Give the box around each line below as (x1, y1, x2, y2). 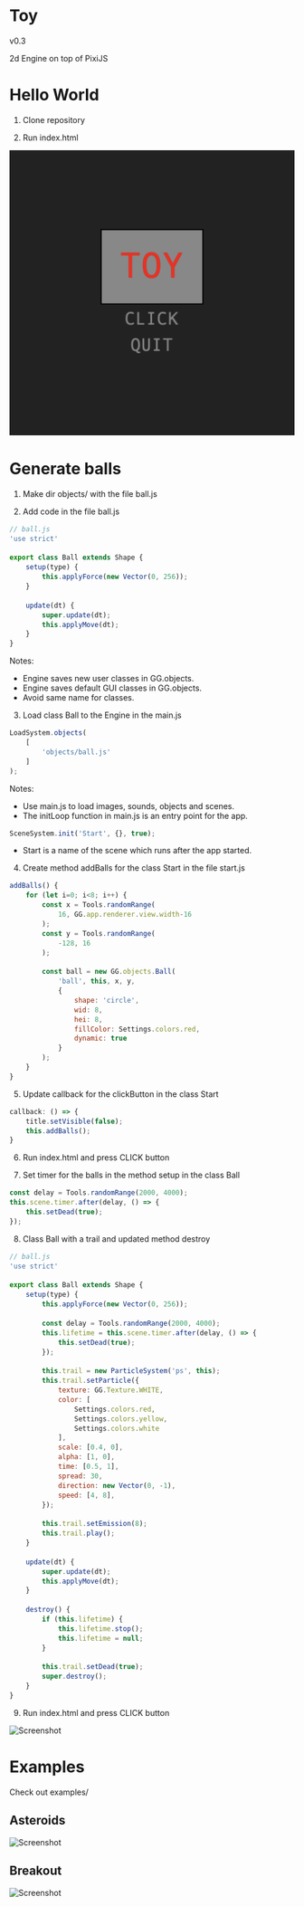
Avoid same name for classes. (22, 692, 135, 703)
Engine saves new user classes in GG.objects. (22, 673, 195, 684)
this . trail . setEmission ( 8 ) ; (42, 1520, 147, 1529)
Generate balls (9, 459, 122, 480)
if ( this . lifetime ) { (42, 1615, 124, 1625)
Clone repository (22, 114, 86, 125)
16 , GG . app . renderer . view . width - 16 (57, 910, 193, 920)
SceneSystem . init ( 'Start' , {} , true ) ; (9, 829, 156, 838)
